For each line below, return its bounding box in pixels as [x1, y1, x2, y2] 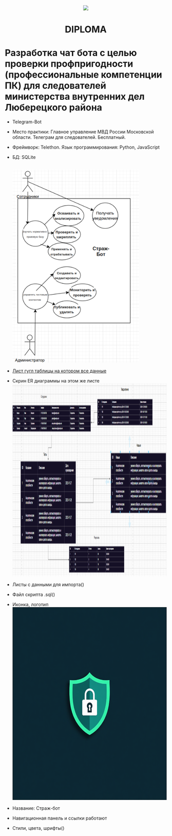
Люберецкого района [5, 102, 102, 114]
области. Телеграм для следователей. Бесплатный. [12, 134, 126, 140]
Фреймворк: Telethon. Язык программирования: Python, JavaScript [12, 144, 160, 151]
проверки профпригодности [5, 58, 133, 70]
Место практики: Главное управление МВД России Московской [12, 129, 155, 135]
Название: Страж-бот [12, 805, 60, 811]
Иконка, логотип [12, 602, 49, 608]
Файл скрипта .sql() [12, 591, 55, 598]
